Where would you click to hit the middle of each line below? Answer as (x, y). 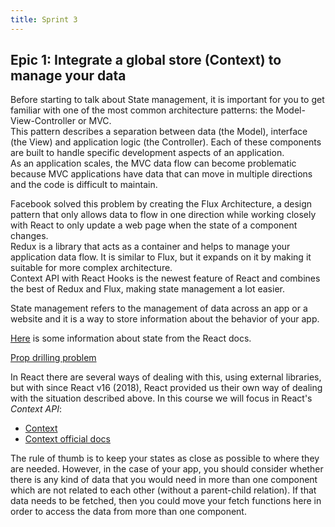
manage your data (68, 76)
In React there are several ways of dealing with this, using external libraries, (166, 377)
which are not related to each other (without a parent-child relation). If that (163, 490)
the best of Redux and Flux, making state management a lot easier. (147, 289)
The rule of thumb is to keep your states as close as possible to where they (165, 458)
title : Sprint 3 (44, 19)
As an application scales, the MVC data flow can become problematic (153, 163)
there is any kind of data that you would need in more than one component (164, 480)
